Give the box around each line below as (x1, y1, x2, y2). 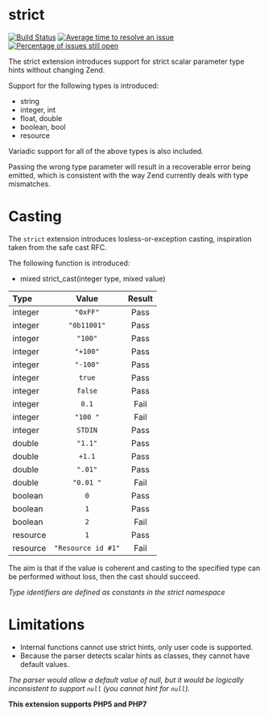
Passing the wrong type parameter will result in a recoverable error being (8, 161, 251, 171)
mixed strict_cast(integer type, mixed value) (19, 273, 166, 283)
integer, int (19, 105, 56, 115)
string (19, 96, 40, 106)
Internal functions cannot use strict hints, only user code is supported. (19, 642, 254, 652)
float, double (19, 113, 63, 123)
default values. (19, 659, 70, 669)
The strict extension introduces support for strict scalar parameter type (8, 56, 245, 66)
